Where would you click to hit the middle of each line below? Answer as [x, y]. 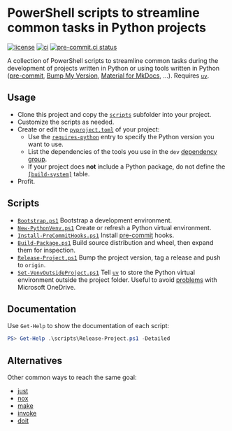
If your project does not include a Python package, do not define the [126, 167]
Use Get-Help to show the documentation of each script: [88, 326]
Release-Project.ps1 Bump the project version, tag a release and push [119, 257]
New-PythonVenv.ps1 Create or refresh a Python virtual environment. [114, 227]
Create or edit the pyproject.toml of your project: [88, 129]
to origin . [31, 264]
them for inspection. [46, 250]
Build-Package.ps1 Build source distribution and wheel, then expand [115, 242]
